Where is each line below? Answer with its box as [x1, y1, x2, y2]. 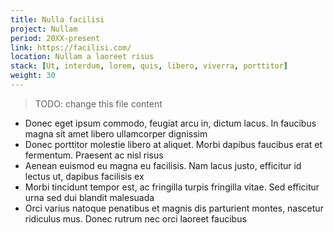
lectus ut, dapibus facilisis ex [24, 170, 145, 182]
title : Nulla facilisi [10, 14, 105, 25]
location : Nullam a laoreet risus [10, 52, 155, 62]
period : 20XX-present [10, 33, 101, 43]
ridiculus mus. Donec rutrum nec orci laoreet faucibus [24, 212, 247, 225]
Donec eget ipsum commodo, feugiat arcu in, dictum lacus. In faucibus [24, 117, 317, 129]
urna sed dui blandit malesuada [24, 191, 155, 203]
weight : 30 [10, 71, 56, 81]
